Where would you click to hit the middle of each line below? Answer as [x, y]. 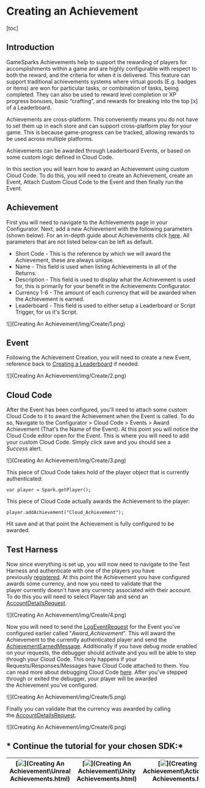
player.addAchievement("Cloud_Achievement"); [65, 513]
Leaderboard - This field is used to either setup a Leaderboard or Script [105, 305]
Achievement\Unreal [40, 771]
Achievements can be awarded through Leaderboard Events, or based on [99, 150]
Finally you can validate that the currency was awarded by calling [88, 709]
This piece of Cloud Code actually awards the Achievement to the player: [98, 501]
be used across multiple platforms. [50, 139]
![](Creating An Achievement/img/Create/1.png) [66, 324]
